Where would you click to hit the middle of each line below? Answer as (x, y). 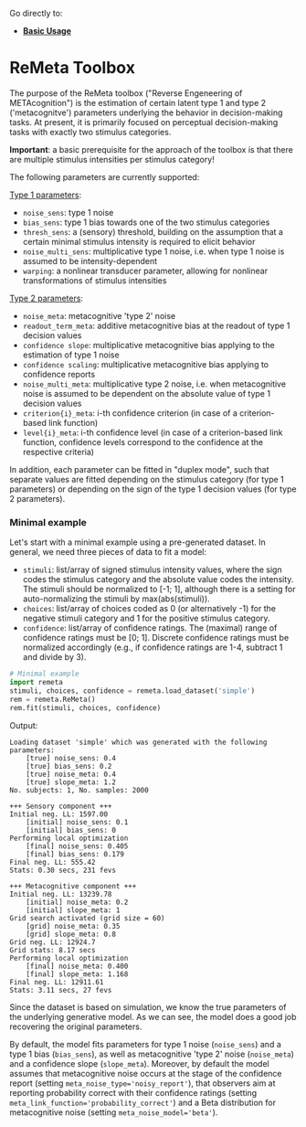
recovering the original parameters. (76, 1026)
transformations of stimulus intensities (95, 280)
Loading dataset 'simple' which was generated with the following (138, 742)
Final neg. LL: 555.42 (53, 862)
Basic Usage (47, 31)
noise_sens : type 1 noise (68, 212)
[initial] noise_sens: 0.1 (77, 822)
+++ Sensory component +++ (61, 806)
